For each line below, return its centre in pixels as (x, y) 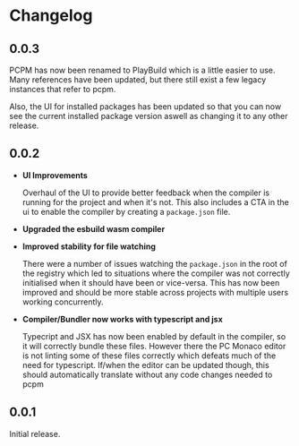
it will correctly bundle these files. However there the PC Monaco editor (154, 346)
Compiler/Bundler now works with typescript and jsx (123, 319)
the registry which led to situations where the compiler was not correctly (156, 273)
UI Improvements (55, 175)
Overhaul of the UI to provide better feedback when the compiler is (146, 193)
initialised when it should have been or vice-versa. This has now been (151, 282)
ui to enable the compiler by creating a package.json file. (126, 211)
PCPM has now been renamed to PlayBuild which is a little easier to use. (142, 70)
